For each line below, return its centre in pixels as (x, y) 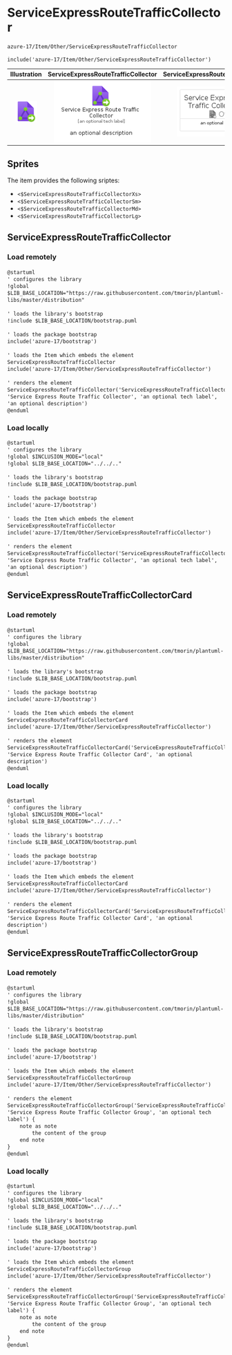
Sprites (23, 164)
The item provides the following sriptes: (64, 180)
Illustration (26, 75)
